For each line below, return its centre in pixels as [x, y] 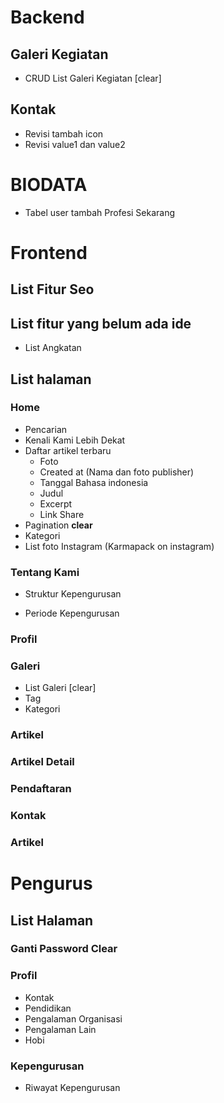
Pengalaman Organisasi [73, 1018]
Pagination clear [58, 525]
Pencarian [46, 429]
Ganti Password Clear [64, 949]
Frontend [49, 252]
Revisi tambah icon [64, 133]
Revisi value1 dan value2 [75, 144]
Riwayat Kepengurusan [72, 1088]
